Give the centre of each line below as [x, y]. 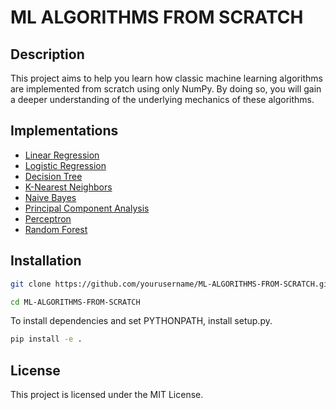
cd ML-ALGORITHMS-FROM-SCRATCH [75, 302]
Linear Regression [62, 155]
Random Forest [56, 229]
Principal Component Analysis [87, 208]
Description [47, 54]
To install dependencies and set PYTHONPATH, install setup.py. [141, 321]
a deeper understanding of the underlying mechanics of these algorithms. [162, 99]
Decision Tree [53, 176]
